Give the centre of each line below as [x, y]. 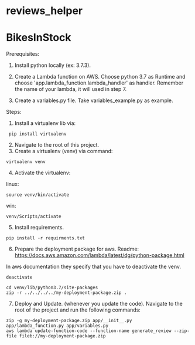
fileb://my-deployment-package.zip [63, 336]
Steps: [14, 112]
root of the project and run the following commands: [77, 310]
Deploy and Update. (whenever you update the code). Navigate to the [99, 304]
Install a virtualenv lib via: [45, 123]
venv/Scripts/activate [34, 217]
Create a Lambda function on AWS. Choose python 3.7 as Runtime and [100, 77]
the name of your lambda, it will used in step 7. [71, 89]
